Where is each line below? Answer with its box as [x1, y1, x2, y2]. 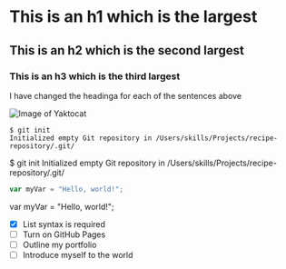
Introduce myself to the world [22, 249, 133, 260]
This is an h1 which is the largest [9, 6, 258, 27]
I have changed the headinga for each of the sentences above [9, 90, 242, 101]
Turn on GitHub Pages [22, 229, 106, 240]
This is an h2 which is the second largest [9, 43, 245, 58]
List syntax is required [22, 218, 106, 229]
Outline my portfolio [22, 239, 97, 250]
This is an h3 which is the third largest [9, 70, 181, 83]
